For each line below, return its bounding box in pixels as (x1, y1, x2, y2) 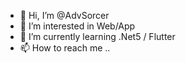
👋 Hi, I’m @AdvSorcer (19, 10, 110, 21)
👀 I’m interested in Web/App (19, 20, 136, 32)
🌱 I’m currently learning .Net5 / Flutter (19, 31, 176, 42)
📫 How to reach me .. (19, 42, 111, 54)
